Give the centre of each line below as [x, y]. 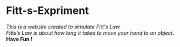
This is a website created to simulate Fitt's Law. [64, 27]
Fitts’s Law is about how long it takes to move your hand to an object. [90, 32]
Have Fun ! [19, 39]
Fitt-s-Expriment [47, 11]
